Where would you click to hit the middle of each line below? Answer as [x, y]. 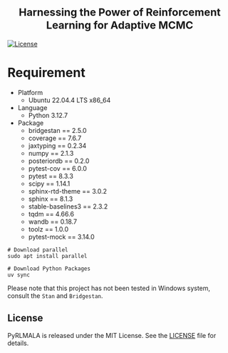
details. [18, 343]
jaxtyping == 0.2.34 [57, 145]
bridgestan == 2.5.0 [57, 130]
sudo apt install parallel [47, 256]
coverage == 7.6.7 [55, 138]
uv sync [19, 275]
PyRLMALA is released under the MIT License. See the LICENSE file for [112, 335]
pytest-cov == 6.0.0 [57, 168]
